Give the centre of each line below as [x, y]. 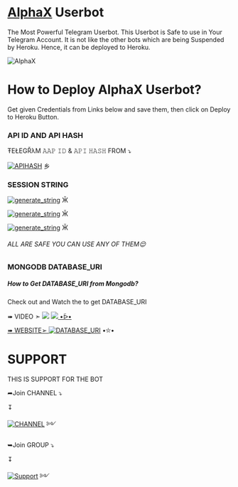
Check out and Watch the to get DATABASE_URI [77, 301]
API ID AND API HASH [45, 135]
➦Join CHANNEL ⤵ [35, 392]
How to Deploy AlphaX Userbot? [104, 90]
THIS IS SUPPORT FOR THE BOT [55, 379]
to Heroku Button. [33, 117]
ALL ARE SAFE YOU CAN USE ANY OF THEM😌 [77, 244]
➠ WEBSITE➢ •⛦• [61, 330]
